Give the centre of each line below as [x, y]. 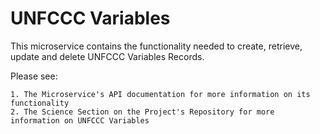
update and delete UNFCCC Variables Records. [107, 56]
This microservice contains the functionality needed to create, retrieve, [156, 46]
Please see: [34, 76]
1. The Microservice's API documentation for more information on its [160, 94]
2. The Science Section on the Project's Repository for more [142, 112]
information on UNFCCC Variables [80, 120]
